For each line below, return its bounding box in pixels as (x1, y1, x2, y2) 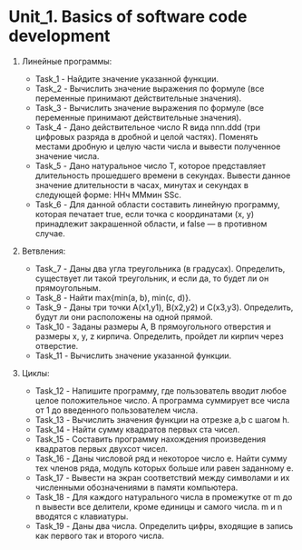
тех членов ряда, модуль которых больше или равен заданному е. (34, 462, 294, 474)
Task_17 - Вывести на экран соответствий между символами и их (34, 472, 290, 483)
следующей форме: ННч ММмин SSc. (34, 189, 182, 200)
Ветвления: (21, 245, 66, 256)
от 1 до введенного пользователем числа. (34, 405, 199, 415)
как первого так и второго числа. (34, 530, 165, 541)
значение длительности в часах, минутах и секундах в (34, 179, 248, 190)
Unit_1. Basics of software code (8, 6, 248, 27)
